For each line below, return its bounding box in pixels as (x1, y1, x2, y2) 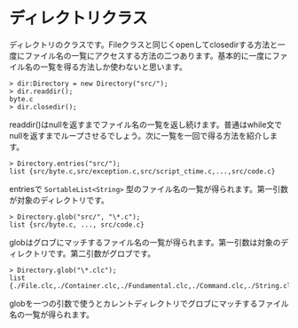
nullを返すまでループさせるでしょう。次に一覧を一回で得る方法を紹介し (9, 130, 271, 140)
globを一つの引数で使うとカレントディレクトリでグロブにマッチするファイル (9, 298, 289, 308)
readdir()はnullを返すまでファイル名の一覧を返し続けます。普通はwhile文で (9, 119, 282, 130)
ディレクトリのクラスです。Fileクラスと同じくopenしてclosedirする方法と (9, 39, 278, 50)
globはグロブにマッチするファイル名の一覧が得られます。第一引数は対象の (9, 236, 281, 247)
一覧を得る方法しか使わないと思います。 (39, 61, 188, 72)
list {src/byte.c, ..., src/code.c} (9, 220, 145, 229)
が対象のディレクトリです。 (9, 195, 109, 205)
